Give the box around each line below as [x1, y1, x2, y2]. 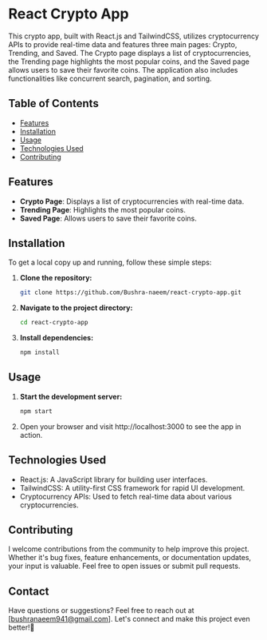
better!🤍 [8, 622, 35, 632]
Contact [8, 584, 49, 598]
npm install [19, 348, 60, 356]
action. [19, 430, 43, 439]
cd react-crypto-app [19, 319, 88, 327]
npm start [19, 407, 53, 415]
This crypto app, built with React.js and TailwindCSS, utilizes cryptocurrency [8, 31, 259, 41]
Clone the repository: [19, 273, 92, 283]
